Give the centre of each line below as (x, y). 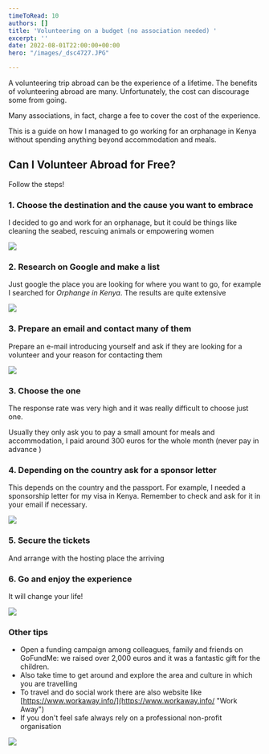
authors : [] (28, 23)
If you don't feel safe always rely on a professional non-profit (121, 718)
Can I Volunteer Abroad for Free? (92, 165)
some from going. (38, 100)
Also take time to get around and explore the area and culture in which (136, 675)
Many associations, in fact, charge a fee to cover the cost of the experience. (134, 116)
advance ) (25, 449)
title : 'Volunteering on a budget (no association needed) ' (113, 31)
